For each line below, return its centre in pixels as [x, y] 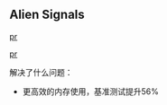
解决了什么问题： [41, 72]
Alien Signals [47, 15]
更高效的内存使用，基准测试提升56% [91, 91]
